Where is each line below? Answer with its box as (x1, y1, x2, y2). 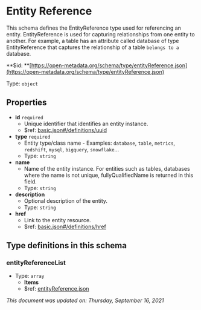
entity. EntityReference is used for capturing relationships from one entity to (6, 30, 195, 38)
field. (24, 177, 37, 185)
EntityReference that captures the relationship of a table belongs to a (6, 44, 179, 51)
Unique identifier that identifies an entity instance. (24, 120, 148, 127)
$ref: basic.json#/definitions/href (24, 223, 107, 230)
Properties (6, 97, 47, 108)
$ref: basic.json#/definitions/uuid (24, 126, 107, 134)
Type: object (6, 80, 38, 87)
